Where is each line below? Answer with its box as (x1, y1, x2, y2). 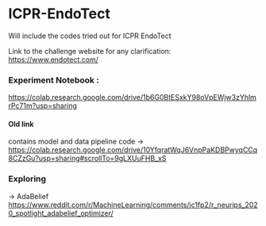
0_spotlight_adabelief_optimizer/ (8, 208, 114, 218)
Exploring (8, 174, 46, 185)
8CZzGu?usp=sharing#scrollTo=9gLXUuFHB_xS (8, 154, 167, 163)
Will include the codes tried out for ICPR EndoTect (8, 31, 172, 40)
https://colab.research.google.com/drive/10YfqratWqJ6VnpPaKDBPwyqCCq (8, 145, 258, 155)
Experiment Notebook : (8, 75, 99, 86)
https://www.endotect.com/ (8, 55, 99, 64)
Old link (8, 119, 34, 128)
